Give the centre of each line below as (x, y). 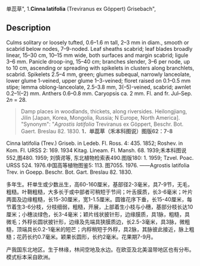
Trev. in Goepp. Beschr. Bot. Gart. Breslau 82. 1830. (69, 172)
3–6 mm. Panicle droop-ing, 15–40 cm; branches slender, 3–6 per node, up (98, 61)
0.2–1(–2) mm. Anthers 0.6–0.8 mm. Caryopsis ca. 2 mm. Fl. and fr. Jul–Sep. (99, 93)
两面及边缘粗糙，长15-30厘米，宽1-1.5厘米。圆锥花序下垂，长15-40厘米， (97, 199)
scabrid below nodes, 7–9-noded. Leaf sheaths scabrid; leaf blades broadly (99, 49)
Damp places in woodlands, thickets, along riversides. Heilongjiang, (104, 111)
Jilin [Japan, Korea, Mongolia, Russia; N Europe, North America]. (100, 117)
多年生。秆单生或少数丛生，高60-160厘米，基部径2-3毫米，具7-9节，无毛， (99, 184)
